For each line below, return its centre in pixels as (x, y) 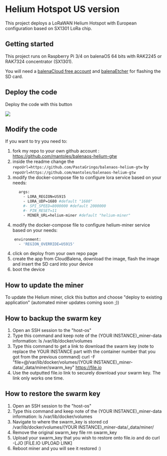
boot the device (28, 269)
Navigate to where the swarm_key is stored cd (60, 421)
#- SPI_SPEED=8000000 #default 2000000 (65, 206)
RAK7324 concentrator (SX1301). (39, 61)
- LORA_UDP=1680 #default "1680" (58, 201)
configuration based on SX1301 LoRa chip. (49, 28)
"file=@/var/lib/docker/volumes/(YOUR (52, 362)
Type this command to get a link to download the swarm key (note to (83, 346)
